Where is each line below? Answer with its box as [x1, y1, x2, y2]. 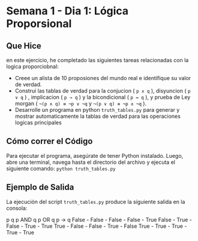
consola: [6, 205, 28, 212]
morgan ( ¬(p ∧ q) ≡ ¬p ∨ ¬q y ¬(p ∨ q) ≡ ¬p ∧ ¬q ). [14, 100, 147, 107]
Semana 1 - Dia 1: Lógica [6, 4, 129, 18]
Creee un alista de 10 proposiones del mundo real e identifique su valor [14, 75, 191, 81]
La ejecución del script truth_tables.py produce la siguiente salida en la [6, 198, 185, 205]
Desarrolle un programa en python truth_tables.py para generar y [14, 106, 180, 113]
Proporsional [6, 17, 72, 30]
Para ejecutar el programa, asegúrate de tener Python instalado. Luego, [6, 152, 184, 159]
